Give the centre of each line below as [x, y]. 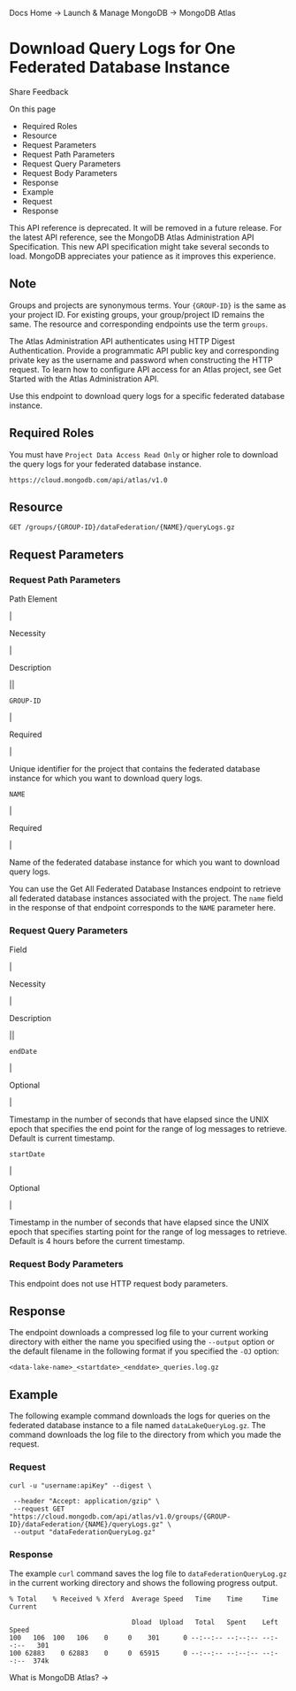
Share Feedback [39, 91]
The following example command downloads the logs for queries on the [140, 1416]
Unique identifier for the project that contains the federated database [135, 769]
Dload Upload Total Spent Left [205, 1622]
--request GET [39, 1509]
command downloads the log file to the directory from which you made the [145, 1435]
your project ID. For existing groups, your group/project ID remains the [137, 314]
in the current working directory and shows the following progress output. [144, 1582]
